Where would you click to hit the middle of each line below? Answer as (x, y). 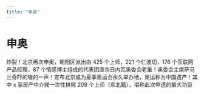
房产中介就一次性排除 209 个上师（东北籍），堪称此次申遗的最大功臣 (108, 84)
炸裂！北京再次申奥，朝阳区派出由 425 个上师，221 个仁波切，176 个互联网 (100, 62)
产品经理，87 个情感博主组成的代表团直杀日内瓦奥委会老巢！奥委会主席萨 (98, 69)
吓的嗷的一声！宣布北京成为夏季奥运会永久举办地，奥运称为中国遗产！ (104, 77)
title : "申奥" (23, 12)
